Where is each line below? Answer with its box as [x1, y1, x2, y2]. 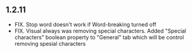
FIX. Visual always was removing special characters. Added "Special [14, 27, 187, 34]
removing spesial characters [14, 40, 86, 47]
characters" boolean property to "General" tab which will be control [14, 33, 184, 41]
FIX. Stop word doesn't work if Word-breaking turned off [14, 20, 157, 28]
